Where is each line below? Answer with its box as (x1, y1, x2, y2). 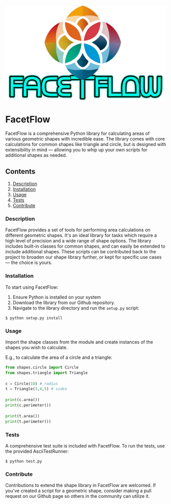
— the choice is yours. (5, 259, 53, 266)
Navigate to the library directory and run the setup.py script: (12, 305, 139, 311)
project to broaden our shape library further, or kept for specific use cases (5, 254, 162, 260)
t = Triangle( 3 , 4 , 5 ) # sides (5, 387, 67, 392)
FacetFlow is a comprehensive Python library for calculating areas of (5, 130, 150, 136)
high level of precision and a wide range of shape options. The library (5, 238, 152, 244)
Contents (5, 167, 36, 176)
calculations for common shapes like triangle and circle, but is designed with (5, 142, 166, 148)
